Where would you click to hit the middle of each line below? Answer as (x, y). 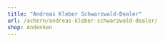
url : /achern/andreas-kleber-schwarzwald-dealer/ (83, 21)
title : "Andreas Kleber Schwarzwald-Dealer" (75, 14)
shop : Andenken (30, 27)
